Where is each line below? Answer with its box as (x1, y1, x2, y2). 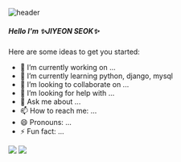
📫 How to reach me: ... (19, 106, 97, 115)
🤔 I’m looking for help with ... (19, 88, 115, 98)
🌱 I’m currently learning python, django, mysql (19, 71, 174, 81)
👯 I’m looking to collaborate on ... (19, 79, 130, 89)
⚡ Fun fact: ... (19, 126, 64, 136)
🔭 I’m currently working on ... (19, 62, 116, 72)
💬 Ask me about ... (19, 97, 81, 106)
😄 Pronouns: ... (19, 117, 72, 127)
